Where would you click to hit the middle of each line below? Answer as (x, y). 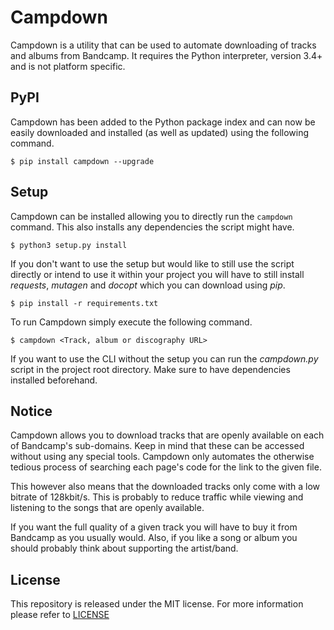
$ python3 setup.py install (69, 245)
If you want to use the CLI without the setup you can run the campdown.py (164, 358)
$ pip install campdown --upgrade (82, 161)
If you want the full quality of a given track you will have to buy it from (154, 527)
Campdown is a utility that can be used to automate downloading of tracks (163, 45)
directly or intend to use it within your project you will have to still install (157, 274)
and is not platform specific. (68, 66)
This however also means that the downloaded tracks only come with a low (165, 487)
